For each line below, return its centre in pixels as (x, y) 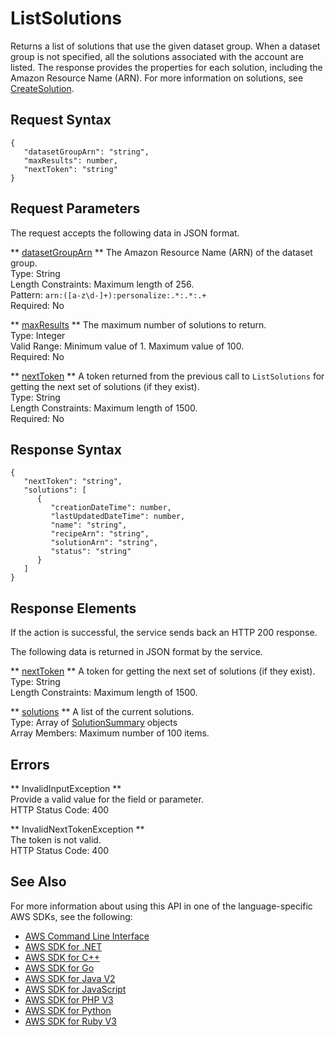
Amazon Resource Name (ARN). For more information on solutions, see (157, 78)
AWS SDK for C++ (62, 957)
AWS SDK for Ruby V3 (70, 1021)
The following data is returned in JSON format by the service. (136, 652)
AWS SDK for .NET (63, 946)
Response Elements (73, 608)
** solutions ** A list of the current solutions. (102, 712)
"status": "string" (91, 552)
